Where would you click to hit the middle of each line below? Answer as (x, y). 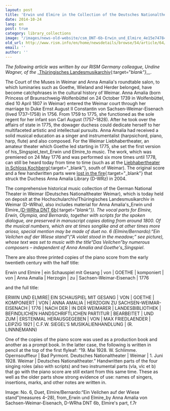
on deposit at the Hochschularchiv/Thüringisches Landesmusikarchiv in (80, 199)
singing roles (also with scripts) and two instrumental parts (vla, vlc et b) (80, 366)
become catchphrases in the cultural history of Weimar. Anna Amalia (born (83, 93)
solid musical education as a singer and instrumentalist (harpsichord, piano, (84, 135)
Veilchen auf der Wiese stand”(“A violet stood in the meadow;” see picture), (84, 237)
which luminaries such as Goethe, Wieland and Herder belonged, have (79, 87)
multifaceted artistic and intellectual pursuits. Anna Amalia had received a (82, 130)
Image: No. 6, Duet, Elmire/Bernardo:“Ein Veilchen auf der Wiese (72, 392)
